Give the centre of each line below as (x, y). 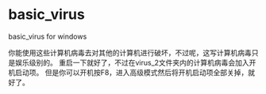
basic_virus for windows (48, 36)
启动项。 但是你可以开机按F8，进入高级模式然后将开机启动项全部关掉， (131, 72)
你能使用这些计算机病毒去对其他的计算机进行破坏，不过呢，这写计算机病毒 (130, 52)
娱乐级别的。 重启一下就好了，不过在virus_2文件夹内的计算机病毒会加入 (132, 62)
